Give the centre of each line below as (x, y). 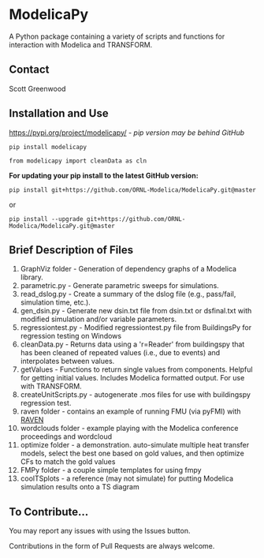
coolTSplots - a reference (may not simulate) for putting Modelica (127, 478)
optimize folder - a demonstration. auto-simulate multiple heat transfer (135, 445)
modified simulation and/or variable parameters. (98, 319)
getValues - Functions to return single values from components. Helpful (136, 369)
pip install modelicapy (48, 147)
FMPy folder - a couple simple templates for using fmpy (111, 470)
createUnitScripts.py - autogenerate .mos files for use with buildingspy (136, 395)
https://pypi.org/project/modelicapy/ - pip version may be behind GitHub (127, 133)
